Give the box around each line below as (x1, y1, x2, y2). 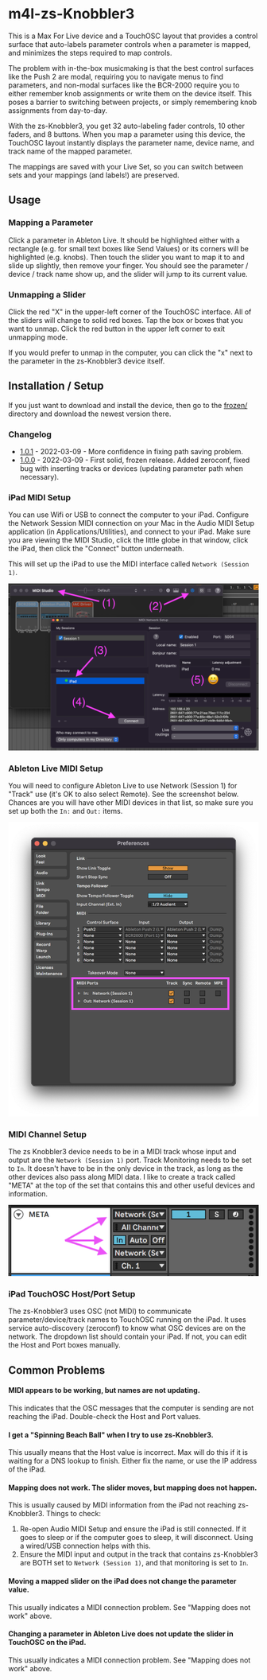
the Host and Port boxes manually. (8, 1340, 121, 1350)
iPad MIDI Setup (8, 492, 72, 503)
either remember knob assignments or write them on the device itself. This (8, 88, 253, 98)
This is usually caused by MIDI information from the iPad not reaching (8, 1500, 237, 1510)
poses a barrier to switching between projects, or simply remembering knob (8, 97, 257, 107)
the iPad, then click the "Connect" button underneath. (8, 544, 184, 554)
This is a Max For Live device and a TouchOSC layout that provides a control (8, 31, 258, 41)
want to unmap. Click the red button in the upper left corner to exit (8, 324, 225, 333)
